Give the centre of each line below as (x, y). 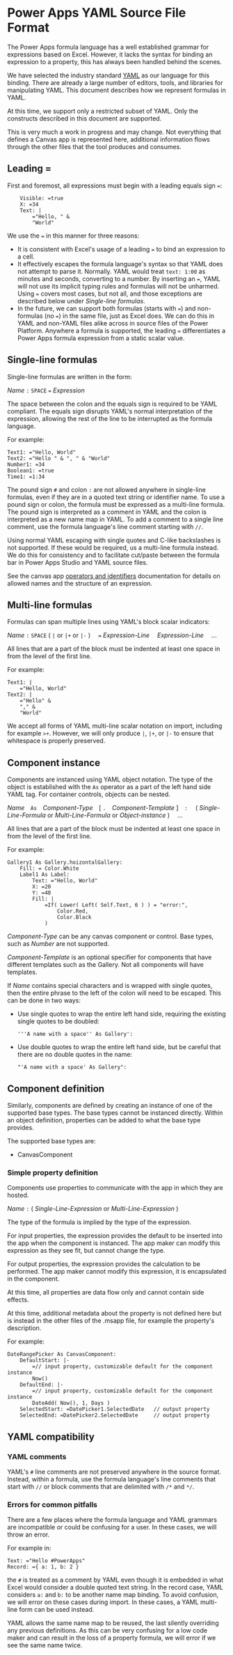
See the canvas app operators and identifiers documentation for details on (114, 576)
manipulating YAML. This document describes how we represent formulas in (116, 90)
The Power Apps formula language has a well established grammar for (108, 47)
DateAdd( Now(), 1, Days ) (71, 1403)
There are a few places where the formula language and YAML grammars (112, 1520)
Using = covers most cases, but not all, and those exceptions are (110, 293)
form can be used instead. (57, 1610)
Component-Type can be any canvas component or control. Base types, (111, 936)
